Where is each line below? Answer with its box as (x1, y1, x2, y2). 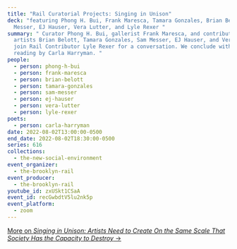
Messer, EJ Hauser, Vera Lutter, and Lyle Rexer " (13, 23, 166, 30)
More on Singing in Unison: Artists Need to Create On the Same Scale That (7, 226, 226, 235)
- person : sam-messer (13, 89, 78, 96)
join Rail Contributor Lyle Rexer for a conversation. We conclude (13, 43, 217, 50)
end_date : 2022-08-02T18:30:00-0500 (7, 135, 115, 142)
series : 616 (7, 142, 42, 149)
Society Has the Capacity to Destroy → (7, 233, 122, 242)
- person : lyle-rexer (13, 109, 78, 116)
